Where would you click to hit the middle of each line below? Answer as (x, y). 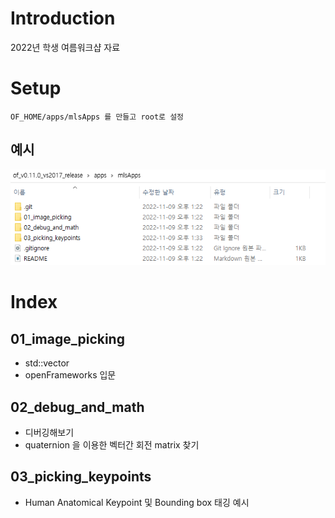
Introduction (63, 18)
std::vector (47, 363)
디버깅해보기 (49, 432)
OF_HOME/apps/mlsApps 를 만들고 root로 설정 (97, 117)
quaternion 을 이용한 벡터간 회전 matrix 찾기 (112, 444)
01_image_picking (67, 338)
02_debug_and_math (77, 407)
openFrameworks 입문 (70, 375)
